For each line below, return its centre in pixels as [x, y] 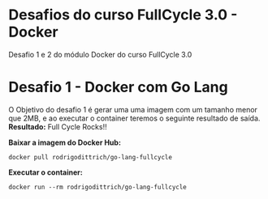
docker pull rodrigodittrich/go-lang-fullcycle [91, 157]
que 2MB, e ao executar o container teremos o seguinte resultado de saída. [134, 118]
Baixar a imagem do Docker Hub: [65, 142]
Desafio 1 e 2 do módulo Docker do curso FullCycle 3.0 [100, 54]
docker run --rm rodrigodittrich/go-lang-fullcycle [97, 187]
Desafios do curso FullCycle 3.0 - [123, 15]
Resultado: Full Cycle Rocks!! [58, 126]
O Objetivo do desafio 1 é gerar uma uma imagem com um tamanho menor [133, 109]
